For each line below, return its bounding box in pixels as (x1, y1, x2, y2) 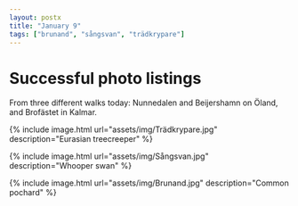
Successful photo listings (9, 68, 202, 88)
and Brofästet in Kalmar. (9, 107, 98, 118)
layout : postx (9, 12, 62, 22)
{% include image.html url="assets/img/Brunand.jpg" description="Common (9, 177, 289, 188)
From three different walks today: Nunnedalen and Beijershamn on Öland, (9, 97, 278, 108)
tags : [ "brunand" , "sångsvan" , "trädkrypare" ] (9, 29, 185, 38)
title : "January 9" (9, 21, 82, 30)
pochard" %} (9, 187, 57, 198)
